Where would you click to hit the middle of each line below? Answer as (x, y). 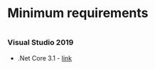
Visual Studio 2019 (41, 43)
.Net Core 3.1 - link (45, 58)
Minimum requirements (78, 13)
